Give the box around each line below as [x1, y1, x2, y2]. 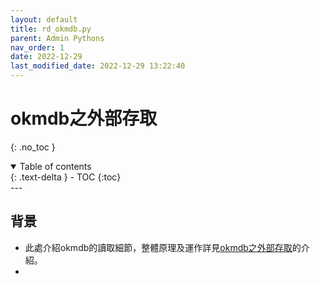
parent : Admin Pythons [10, 33, 105, 43]
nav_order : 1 [10, 42, 65, 53]
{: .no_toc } [10, 141, 56, 153]
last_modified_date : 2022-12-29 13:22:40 [10, 61, 186, 71]
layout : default [10, 14, 78, 25]
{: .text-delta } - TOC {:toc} [10, 171, 122, 183]
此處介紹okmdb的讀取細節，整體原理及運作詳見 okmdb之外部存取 [24, 241, 293, 253]
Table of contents [19, 160, 92, 172]
